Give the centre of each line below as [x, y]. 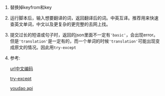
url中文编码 [21, 68]
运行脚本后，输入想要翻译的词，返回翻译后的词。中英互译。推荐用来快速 [84, 18]
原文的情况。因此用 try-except [45, 47]
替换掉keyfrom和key [31, 7]
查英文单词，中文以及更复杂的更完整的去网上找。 [60, 24]
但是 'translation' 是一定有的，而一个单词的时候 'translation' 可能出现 [82, 41]
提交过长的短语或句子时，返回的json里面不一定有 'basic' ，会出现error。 [84, 35]
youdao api [21, 88]
